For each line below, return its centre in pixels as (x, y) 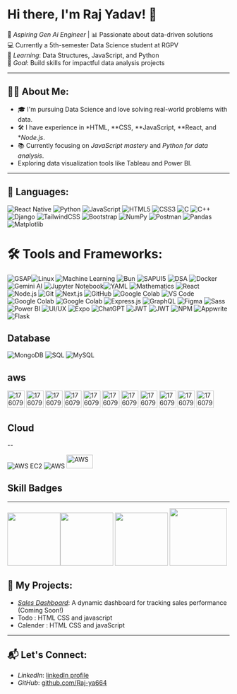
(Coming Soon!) (41, 610)
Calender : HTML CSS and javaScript (71, 625)
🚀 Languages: (38, 192)
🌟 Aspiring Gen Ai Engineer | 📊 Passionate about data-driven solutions (110, 34)
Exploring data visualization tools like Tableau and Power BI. (105, 163)
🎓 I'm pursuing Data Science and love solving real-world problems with (122, 109)
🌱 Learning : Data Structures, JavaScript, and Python (84, 55)
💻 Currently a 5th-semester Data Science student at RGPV (93, 45)
